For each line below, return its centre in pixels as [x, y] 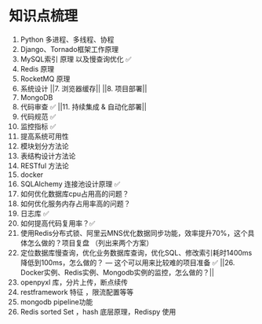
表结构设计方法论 [48, 156]
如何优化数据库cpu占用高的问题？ [75, 193]
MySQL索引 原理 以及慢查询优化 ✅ [76, 59]
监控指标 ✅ [38, 126]
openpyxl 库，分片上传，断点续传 [74, 282]
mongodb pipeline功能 [56, 302]
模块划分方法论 [44, 145]
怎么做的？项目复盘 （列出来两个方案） [90, 243]
